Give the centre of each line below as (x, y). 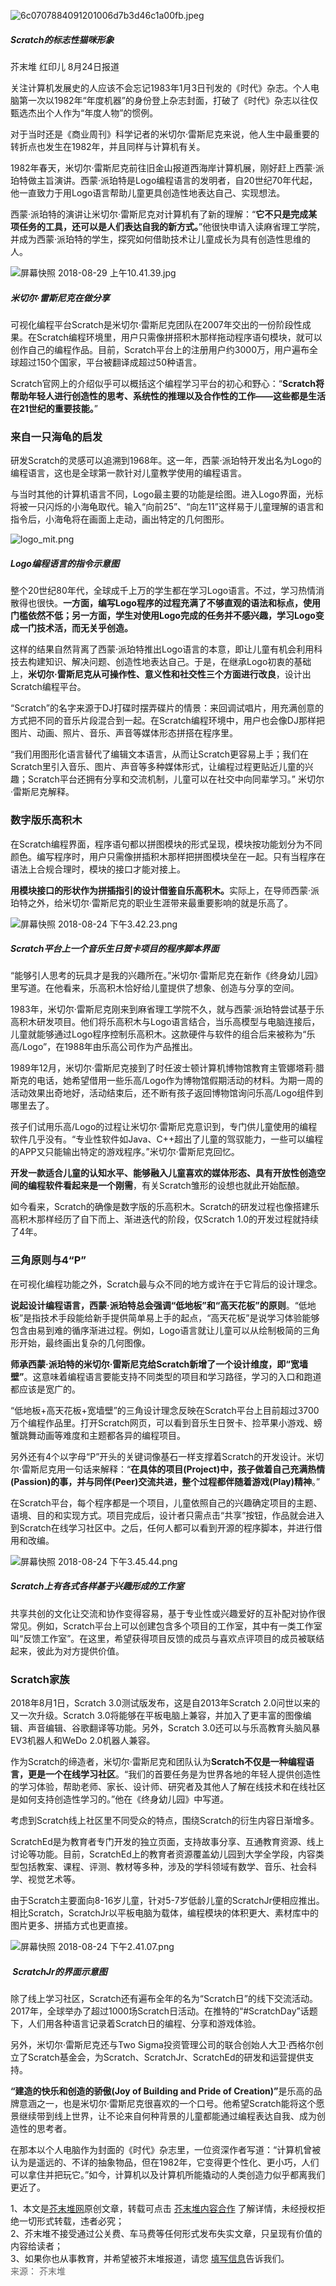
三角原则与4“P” (48, 1260)
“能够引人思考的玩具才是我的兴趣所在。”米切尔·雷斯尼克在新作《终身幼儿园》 (166, 976)
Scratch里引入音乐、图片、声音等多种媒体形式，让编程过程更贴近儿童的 (157, 767)
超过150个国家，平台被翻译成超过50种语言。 (110, 362)
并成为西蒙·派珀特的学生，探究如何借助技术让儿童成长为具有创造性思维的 (161, 239)
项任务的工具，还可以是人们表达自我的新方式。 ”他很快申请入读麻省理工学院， (168, 226)
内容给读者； (36, 2246)
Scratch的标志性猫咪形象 (62, 39)
